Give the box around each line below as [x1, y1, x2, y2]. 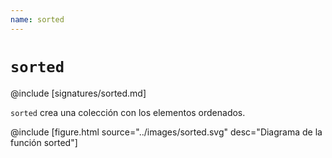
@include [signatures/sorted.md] [10, 87, 147, 99]
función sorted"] [10, 136, 78, 148]
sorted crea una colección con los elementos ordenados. [10, 106, 246, 118]
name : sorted [10, 14, 65, 25]
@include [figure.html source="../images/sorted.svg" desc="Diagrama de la [10, 126, 323, 138]
